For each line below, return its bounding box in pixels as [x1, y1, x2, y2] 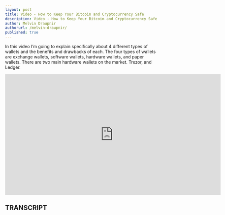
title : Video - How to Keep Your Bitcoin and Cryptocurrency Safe [5, 12, 144, 17]
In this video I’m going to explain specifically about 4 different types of [5, 44, 148, 49]
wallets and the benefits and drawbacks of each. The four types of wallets [5, 49, 156, 54]
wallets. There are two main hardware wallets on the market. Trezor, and [5, 59, 152, 65]
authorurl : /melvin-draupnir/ [5, 26, 67, 30]
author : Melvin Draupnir [5, 21, 56, 26]
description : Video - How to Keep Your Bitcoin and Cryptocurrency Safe [5, 16, 158, 21]
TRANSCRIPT [5, 204, 48, 212]
